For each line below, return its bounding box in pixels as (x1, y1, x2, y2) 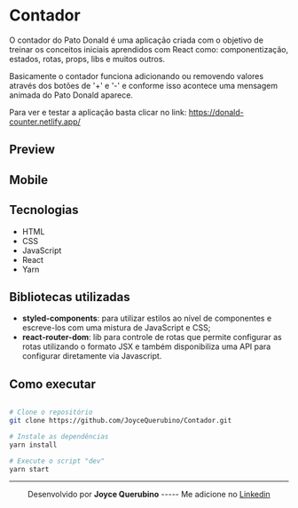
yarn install (9, 441, 58, 449)
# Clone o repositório (9, 408, 93, 417)
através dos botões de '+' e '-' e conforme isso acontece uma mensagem (9, 80, 278, 91)
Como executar (9, 377, 96, 392)
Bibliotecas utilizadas (9, 290, 130, 305)
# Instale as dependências (9, 432, 109, 441)
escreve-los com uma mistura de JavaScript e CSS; (21, 322, 211, 333)
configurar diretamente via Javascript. (21, 351, 162, 361)
